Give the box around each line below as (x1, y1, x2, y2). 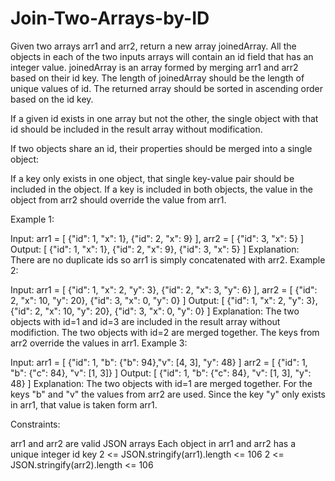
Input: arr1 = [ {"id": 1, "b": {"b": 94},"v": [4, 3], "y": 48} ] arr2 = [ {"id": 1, (10, 356, 308, 368)
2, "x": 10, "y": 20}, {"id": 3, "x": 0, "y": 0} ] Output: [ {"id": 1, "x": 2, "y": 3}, (10, 294, 318, 306)
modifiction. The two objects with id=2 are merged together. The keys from (10, 326, 320, 338)
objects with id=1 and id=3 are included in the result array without (10, 315, 281, 327)
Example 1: (10, 213, 55, 225)
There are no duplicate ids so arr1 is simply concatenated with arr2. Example (10, 253, 326, 266)
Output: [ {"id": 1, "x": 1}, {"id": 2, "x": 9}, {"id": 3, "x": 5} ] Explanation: (10, 243, 300, 255)
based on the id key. (10, 93, 94, 105)
